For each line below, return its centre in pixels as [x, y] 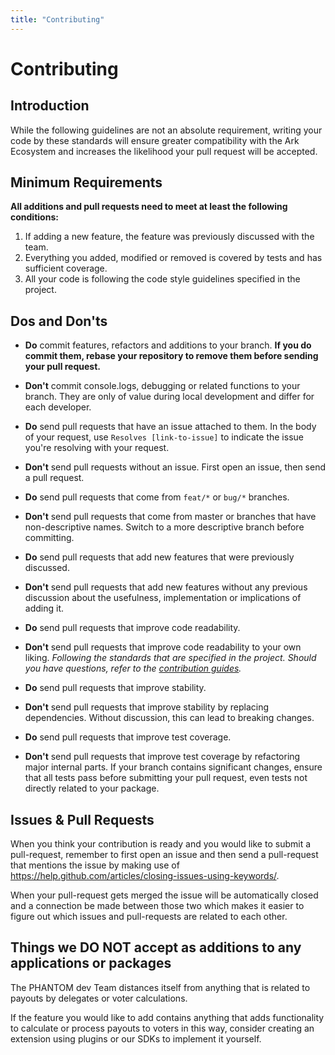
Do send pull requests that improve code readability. [132, 628]
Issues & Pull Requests [82, 819]
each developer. [58, 407]
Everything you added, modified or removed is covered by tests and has [173, 258]
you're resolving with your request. [97, 448]
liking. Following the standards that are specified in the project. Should [170, 658]
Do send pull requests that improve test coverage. [128, 737]
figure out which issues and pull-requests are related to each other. [149, 917]
